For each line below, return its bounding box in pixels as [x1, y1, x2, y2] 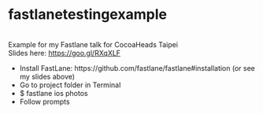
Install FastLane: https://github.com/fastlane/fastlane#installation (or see [19, 63, 256, 72]
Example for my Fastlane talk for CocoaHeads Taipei [8, 39, 179, 49]
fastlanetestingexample [8, 6, 168, 24]
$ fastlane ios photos [19, 88, 88, 97]
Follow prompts [19, 97, 70, 106]
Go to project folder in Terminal [19, 80, 121, 90]
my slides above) [19, 72, 76, 81]
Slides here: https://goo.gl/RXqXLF [8, 48, 120, 57]
